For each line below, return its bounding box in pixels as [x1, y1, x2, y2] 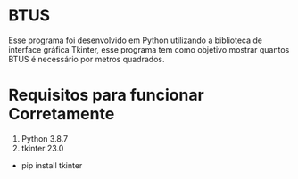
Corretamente [8, 104, 115, 125]
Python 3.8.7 [21, 133, 69, 143]
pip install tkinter [21, 159, 83, 170]
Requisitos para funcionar [8, 85, 204, 105]
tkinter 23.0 [21, 142, 64, 153]
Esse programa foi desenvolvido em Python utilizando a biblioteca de [8, 35, 262, 45]
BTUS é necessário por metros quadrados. [8, 53, 165, 64]
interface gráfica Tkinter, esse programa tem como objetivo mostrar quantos [8, 44, 290, 54]
